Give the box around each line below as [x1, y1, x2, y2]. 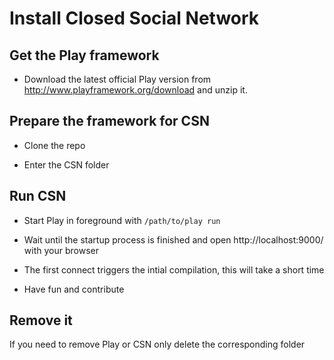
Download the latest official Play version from [23, 73, 212, 85]
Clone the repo [23, 139, 86, 151]
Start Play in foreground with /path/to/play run [23, 214, 221, 226]
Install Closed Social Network [9, 7, 260, 30]
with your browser [23, 244, 99, 256]
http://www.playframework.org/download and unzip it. [23, 84, 248, 96]
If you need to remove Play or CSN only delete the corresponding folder [9, 338, 306, 351]
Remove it [9, 312, 73, 329]
